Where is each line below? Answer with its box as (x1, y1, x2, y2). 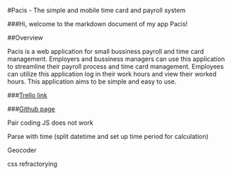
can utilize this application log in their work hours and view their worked (7, 70, 217, 78)
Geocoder (7, 146, 37, 154)
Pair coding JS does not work (7, 118, 93, 127)
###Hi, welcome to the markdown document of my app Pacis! (7, 20, 188, 28)
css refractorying (7, 159, 58, 168)
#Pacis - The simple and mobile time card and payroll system (7, 6, 186, 14)
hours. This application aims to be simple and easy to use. (7, 77, 177, 86)
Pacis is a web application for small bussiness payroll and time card (7, 47, 204, 55)
